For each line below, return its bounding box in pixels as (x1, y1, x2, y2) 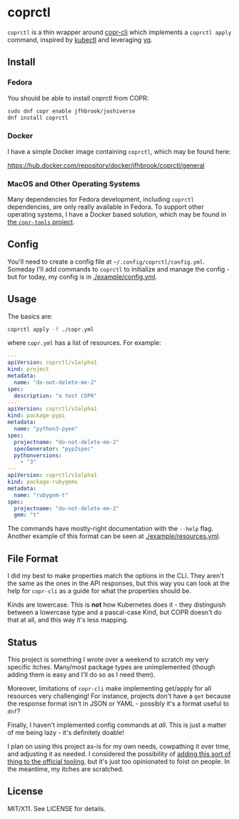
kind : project (7, 366, 50, 373)
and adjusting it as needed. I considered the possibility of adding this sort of (7, 749, 231, 758)
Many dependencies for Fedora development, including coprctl (7, 195, 195, 203)
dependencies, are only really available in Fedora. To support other (7, 202, 205, 211)
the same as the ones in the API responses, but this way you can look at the (7, 579, 230, 588)
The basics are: (7, 311, 54, 321)
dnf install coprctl (7, 114, 69, 121)
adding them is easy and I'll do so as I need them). (7, 670, 156, 679)
